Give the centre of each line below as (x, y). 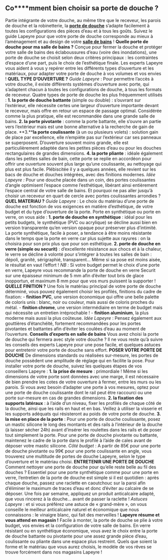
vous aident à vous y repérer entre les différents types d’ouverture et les (79, 68)
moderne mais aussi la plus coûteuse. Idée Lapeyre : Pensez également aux (83, 318)
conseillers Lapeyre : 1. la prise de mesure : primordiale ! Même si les (77, 371)
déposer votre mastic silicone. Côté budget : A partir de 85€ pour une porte (83, 445)
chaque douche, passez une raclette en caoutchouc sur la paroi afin (75, 483)
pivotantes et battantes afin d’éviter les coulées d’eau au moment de (75, 329)
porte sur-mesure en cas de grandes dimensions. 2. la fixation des (74, 398)
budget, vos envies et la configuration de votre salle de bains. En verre (78, 525)
